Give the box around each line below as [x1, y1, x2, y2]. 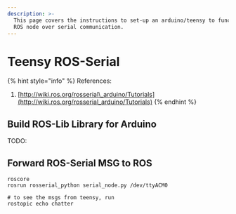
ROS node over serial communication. [13, 23, 124, 30]
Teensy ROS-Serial [7, 53, 120, 69]
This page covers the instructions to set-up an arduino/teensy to [13, 17, 216, 24]
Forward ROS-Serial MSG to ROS [7, 157, 152, 169]
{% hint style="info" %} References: [7, 76, 112, 85]
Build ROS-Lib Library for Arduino [7, 118, 157, 130]
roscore [7, 175, 30, 182]
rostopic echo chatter [7, 200, 74, 207]
